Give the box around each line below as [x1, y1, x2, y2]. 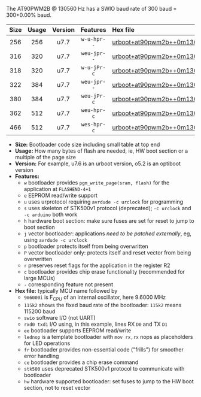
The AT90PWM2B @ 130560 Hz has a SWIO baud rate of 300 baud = [6, 5, 177, 12]
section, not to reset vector [23, 384, 91, 391]
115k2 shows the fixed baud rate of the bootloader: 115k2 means [23, 301, 182, 308]
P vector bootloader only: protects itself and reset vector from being [23, 249, 191, 256]
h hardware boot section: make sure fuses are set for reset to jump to [23, 217, 194, 224]
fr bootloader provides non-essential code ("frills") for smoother [23, 346, 184, 353]
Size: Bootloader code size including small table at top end [14, 141, 160, 148]
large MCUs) [23, 275, 56, 281]
